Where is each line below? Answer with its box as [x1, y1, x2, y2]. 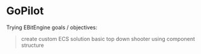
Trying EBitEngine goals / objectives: [6, 24, 98, 31]
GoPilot [6, 4, 44, 18]
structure [21, 42, 44, 49]
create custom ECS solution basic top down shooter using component [21, 35, 195, 42]
